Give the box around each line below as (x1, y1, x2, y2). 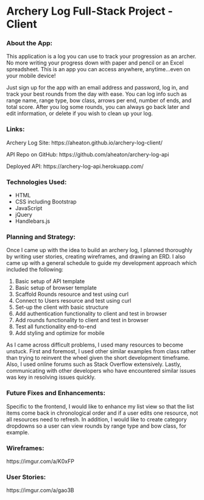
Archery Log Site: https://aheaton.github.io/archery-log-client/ (6, 139, 163, 146)
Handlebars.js (15, 217, 51, 225)
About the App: (6, 39, 53, 48)
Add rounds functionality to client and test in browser (15, 317, 149, 324)
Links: (6, 125, 25, 133)
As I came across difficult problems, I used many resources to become (6, 341, 184, 348)
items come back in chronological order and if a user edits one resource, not (6, 409, 199, 417)
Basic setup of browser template (15, 284, 97, 292)
